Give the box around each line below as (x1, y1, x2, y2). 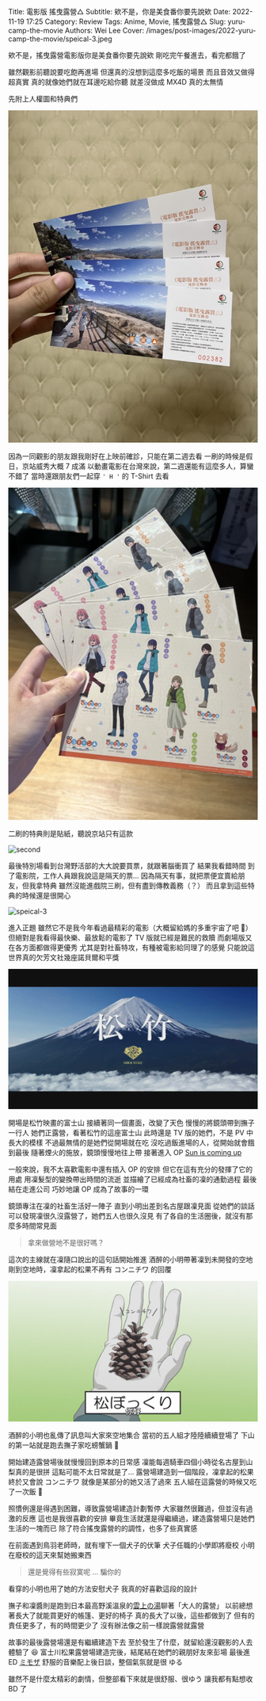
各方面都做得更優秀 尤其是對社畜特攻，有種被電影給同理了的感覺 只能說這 (14, 943, 255, 952)
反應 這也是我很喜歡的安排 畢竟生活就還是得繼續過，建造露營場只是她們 (21, 1513, 255, 1523)
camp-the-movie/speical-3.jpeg (8, 34, 112, 44)
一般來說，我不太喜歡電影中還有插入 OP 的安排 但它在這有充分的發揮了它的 (8, 1165, 253, 1174)
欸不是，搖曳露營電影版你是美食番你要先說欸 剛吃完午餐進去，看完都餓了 (8, 51, 246, 59)
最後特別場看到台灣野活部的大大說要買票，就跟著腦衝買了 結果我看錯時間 (8, 861, 246, 871)
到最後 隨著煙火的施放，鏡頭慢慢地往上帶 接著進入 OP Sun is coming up (8, 1148, 242, 1158)
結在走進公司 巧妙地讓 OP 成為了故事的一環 (8, 1184, 149, 1194)
